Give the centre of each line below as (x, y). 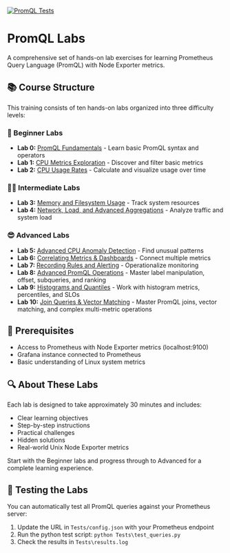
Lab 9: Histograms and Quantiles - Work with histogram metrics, (108, 287)
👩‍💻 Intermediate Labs (44, 188)
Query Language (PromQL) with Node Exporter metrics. (86, 65)
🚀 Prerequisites (41, 331)
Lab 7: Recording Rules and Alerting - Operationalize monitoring (108, 265)
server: (17, 514)
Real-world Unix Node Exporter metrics (73, 447)
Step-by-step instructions (54, 425)
